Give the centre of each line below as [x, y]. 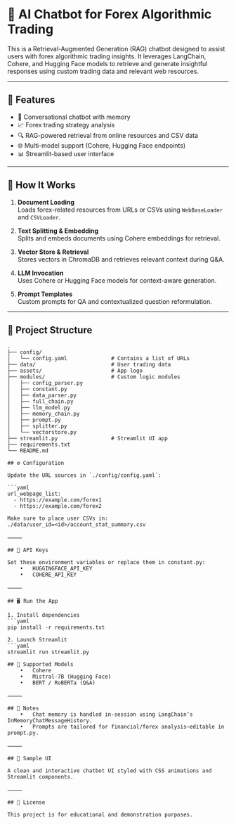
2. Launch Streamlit [38, 640]
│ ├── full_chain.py [40, 402]
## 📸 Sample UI [29, 759]
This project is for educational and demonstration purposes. [100, 815]
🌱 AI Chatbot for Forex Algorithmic [110, 14]
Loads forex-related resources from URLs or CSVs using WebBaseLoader [120, 210]
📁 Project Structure [50, 330]
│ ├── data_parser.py [42, 396]
